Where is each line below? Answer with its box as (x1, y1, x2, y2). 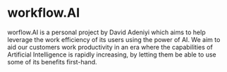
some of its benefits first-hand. (7, 57, 97, 66)
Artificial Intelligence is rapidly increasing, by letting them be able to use (7, 50, 216, 59)
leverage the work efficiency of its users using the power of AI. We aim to (7, 35, 221, 43)
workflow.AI (7, 5, 80, 21)
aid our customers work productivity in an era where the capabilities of (7, 43, 213, 51)
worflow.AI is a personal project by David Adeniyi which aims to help (7, 28, 206, 36)
